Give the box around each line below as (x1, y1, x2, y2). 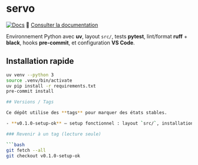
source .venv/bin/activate (6, 77, 72, 83)
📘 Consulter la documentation (25, 21, 98, 28)
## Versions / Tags (6, 99, 54, 105)
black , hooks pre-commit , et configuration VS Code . (6, 39, 136, 46)
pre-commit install (6, 88, 54, 95)
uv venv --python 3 (6, 72, 54, 78)
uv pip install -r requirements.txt (6, 83, 96, 89)
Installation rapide (6, 56, 74, 66)
